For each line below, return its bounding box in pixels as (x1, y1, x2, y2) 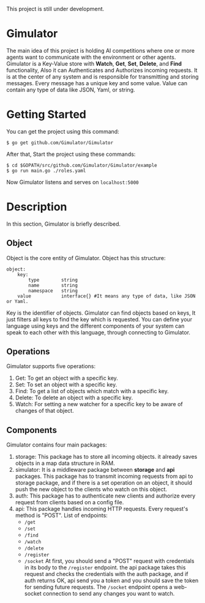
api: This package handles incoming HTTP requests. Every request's (15, 505, 188, 513)
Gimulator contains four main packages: (6, 441, 107, 448)
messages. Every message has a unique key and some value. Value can (6, 79, 188, 86)
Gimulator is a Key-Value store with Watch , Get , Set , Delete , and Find (6, 60, 182, 67)
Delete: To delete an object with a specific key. (15, 394, 133, 401)
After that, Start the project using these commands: (6, 150, 136, 158)
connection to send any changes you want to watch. (42, 590, 175, 597)
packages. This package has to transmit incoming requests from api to (15, 472, 193, 480)
